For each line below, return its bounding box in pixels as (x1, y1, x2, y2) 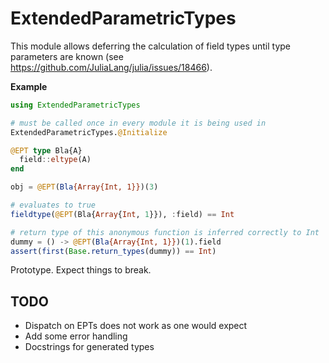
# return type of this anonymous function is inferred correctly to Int (10, 227, 320, 237)
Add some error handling (24, 330, 128, 342)
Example (10, 80, 48, 92)
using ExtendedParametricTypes (10, 100, 141, 110)
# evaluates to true (10, 200, 97, 211)
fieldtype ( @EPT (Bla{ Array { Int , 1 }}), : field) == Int (10, 209, 235, 219)
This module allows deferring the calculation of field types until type (10, 40, 292, 52)
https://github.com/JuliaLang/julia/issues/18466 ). (10, 61, 213, 73)
